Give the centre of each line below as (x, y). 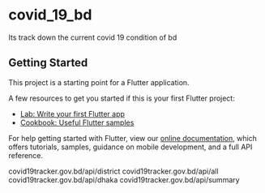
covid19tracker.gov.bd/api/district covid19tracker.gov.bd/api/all (113, 171)
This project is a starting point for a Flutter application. (99, 82)
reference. (26, 155)
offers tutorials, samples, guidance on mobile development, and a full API (130, 147)
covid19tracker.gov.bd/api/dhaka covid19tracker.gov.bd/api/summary (124, 179)
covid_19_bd (50, 15)
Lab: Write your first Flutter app (73, 114)
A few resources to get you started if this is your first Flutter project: (122, 98)
